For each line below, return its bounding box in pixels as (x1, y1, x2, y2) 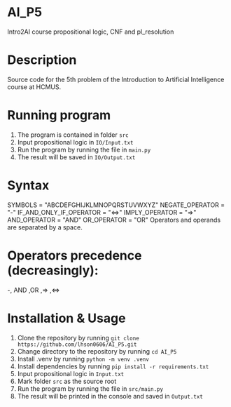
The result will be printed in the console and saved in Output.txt (17, 392, 203, 400)
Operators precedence (7, 247, 142, 263)
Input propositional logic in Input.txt (17, 369, 125, 378)
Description (7, 52, 77, 68)
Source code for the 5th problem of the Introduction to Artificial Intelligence (7, 75, 225, 84)
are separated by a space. (7, 222, 83, 232)
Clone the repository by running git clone (17, 333, 140, 342)
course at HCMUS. (7, 82, 62, 91)
